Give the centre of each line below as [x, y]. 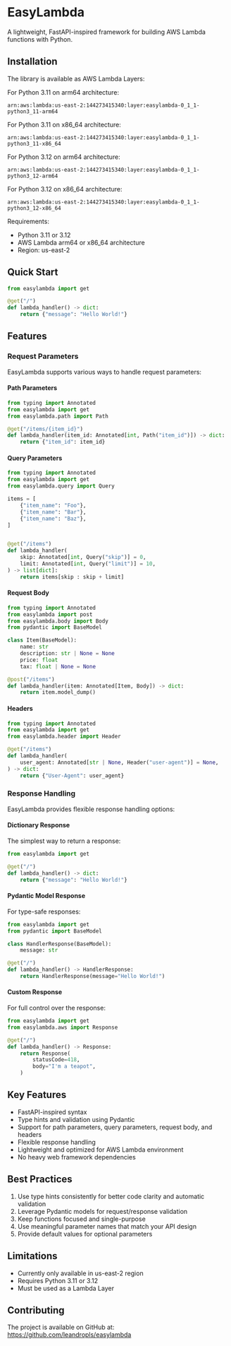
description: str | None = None [67, 654]
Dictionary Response [39, 825]
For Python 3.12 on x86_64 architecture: [65, 189]
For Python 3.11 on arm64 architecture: [63, 92]
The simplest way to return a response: [64, 841]
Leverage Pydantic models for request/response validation [102, 1211]
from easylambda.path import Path [58, 416]
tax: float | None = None [58, 666]
